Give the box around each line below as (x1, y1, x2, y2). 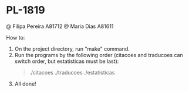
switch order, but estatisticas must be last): (14, 58, 119, 65)
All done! (14, 80, 36, 87)
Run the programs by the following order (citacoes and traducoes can (14, 51, 183, 58)
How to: (6, 34, 25, 41)
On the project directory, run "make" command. (14, 45, 130, 52)
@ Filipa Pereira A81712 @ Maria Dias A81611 (6, 23, 114, 30)
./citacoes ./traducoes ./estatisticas (29, 69, 115, 76)
